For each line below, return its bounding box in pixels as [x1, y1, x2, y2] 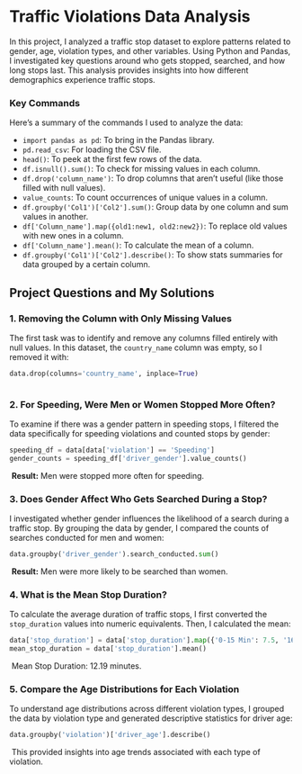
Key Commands [9, 96, 81, 109]
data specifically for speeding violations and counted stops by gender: [9, 428, 271, 439]
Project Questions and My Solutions [9, 285, 215, 301]
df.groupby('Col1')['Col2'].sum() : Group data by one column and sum [22, 202, 289, 212]
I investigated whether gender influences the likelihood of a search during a [9, 513, 289, 524]
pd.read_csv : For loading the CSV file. [22, 144, 162, 155]
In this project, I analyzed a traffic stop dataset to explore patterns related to [9, 36, 291, 47]
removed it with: [9, 351, 69, 362]
